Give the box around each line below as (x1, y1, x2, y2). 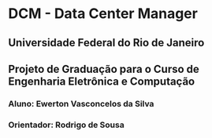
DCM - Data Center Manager (8, 5, 199, 23)
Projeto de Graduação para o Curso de (8, 62, 199, 75)
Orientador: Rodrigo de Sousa (8, 119, 125, 130)
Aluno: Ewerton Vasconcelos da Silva (8, 98, 154, 109)
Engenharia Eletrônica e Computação (8, 74, 195, 88)
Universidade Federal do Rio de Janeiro (8, 36, 205, 49)
